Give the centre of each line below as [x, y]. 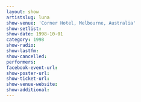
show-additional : [28, 90]
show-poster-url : [28, 73]
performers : [21, 62]
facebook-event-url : [32, 67]
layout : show [23, 12]
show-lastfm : [23, 51]
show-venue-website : [32, 85]
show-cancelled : [27, 56]
